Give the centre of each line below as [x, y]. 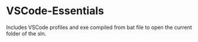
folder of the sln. [26, 33]
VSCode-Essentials [55, 11]
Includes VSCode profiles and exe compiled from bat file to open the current [99, 27]
